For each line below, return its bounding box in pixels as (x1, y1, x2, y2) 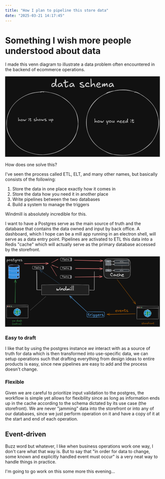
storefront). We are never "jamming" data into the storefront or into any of (5, 405, 154, 411)
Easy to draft (5, 334, 36, 341)
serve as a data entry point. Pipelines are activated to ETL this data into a (5, 236, 153, 242)
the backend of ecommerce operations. (5, 67, 85, 73)
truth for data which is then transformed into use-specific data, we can (5, 351, 148, 357)
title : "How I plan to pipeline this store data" (5, 8, 109, 13)
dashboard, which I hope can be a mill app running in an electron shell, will (5, 231, 156, 237)
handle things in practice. (5, 459, 56, 465)
